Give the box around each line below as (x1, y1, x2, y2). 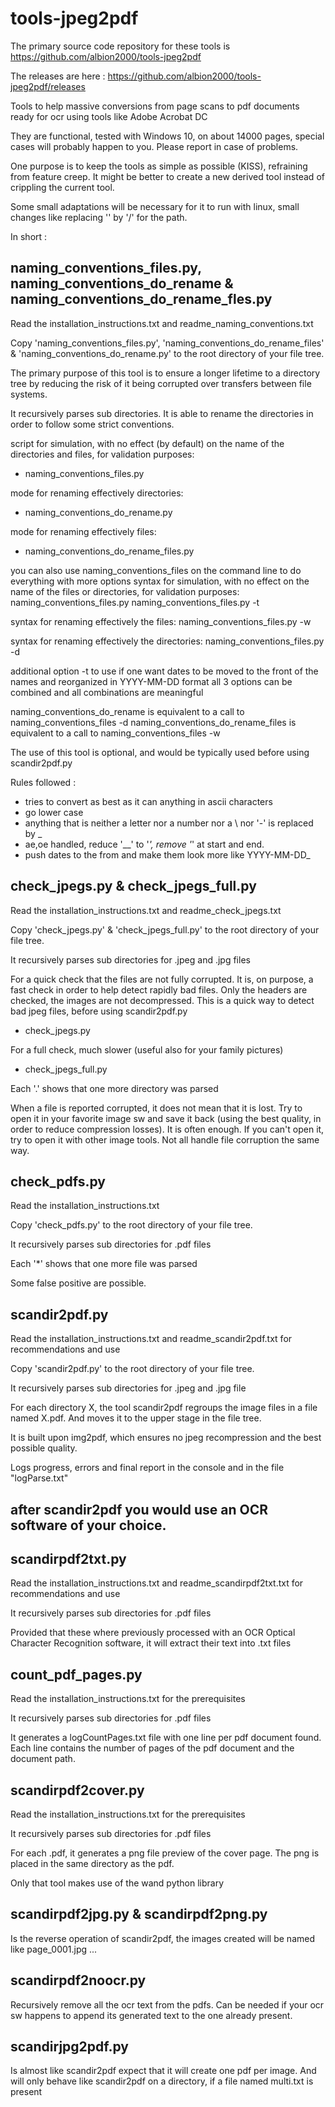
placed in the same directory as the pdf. (10, 1858, 175, 1870)
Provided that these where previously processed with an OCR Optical (10, 1627, 296, 1639)
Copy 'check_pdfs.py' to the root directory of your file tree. (10, 1219, 253, 1231)
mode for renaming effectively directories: (10, 487, 184, 499)
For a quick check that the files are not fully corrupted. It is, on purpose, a (10, 973, 314, 985)
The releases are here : (10, 70, 106, 82)
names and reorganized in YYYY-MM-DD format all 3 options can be (10, 675, 293, 687)
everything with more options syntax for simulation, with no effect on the (10, 575, 310, 587)
